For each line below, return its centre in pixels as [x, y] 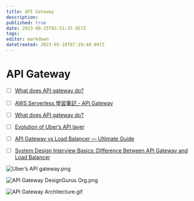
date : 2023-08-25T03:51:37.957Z [46, 28]
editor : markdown [28, 39]
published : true [26, 23]
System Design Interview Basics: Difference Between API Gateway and [101, 151]
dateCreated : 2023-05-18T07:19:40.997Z [55, 45]
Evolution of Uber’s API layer [50, 127]
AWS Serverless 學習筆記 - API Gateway [64, 103]
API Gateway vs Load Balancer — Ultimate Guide [74, 139]
